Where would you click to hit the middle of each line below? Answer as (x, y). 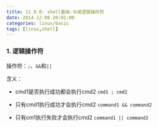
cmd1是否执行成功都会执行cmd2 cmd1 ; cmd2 (71, 91)
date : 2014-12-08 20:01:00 (40, 18)
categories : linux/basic (38, 23)
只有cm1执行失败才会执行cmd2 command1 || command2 (82, 117)
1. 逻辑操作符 (25, 51)
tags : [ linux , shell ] (33, 29)
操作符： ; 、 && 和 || (29, 66)
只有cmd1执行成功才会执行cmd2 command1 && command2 (83, 105)
